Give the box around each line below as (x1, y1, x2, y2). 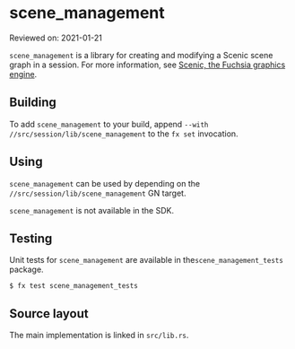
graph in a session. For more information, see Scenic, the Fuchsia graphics (9, 59, 286, 70)
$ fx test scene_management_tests (9, 282, 139, 291)
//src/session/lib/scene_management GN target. (9, 188, 187, 198)
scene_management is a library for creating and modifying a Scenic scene (9, 49, 273, 60)
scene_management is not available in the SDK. (9, 205, 175, 215)
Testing (9, 231, 53, 246)
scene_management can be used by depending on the (9, 178, 200, 188)
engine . (9, 68, 38, 79)
